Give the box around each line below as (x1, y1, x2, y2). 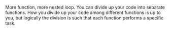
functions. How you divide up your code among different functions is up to (5, 9, 161, 15)
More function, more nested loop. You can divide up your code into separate (5, 4, 165, 10)
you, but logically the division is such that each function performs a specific (5, 15, 164, 20)
